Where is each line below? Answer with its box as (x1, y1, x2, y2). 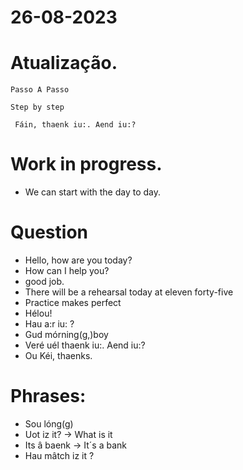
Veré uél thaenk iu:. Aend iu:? (24, 339, 146, 351)
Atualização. (10, 52, 118, 75)
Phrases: (10, 385, 87, 408)
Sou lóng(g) (24, 417, 74, 430)
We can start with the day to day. (24, 186, 162, 198)
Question (10, 221, 88, 244)
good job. (24, 276, 65, 287)
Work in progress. (10, 153, 163, 176)
